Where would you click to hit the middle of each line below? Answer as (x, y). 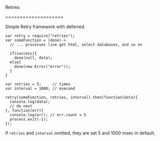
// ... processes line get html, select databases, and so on (76, 45)
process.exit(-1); (29, 119)
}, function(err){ (24, 110)
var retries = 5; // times (38, 84)
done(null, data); (33, 58)
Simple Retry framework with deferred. (45, 27)
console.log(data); (30, 102)
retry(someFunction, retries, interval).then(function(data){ (71, 97)
